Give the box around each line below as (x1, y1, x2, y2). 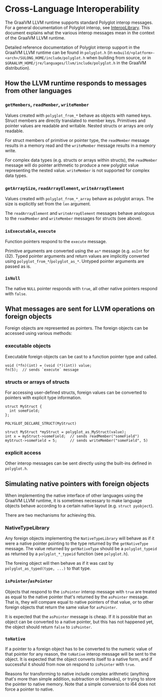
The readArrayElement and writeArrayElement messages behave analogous (5, 210, 155, 216)
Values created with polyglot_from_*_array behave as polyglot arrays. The (5, 195, 154, 201)
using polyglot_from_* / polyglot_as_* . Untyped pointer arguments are (5, 259, 144, 264)
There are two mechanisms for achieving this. (5, 512, 96, 518)
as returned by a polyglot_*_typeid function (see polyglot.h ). (5, 551, 129, 557)
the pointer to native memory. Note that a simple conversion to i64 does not (5, 681, 156, 687)
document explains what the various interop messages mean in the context (5, 30, 155, 35)
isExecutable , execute (5, 227, 56, 234)
